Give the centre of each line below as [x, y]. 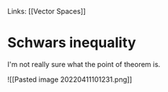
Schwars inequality [72, 43]
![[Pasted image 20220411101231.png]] [70, 79]
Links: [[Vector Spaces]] [47, 11]
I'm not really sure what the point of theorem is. [84, 64]
